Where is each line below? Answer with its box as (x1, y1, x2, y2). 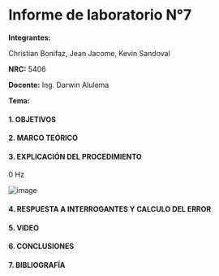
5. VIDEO (8, 222, 39, 233)
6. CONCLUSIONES (8, 242, 75, 252)
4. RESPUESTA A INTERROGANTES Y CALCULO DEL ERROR (8, 204, 212, 213)
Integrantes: (8, 33, 51, 42)
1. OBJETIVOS (8, 114, 57, 124)
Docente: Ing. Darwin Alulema (8, 80, 109, 90)
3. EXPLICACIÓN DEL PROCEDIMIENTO (8, 151, 142, 161)
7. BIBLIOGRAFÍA (8, 260, 66, 269)
